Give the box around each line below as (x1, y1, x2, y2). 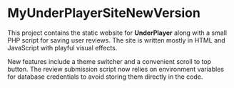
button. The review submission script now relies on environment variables (7, 65, 225, 73)
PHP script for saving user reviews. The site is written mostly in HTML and (7, 35, 226, 44)
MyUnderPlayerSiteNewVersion (7, 5, 201, 21)
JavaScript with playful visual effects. (7, 43, 118, 52)
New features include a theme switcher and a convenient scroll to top (7, 57, 212, 65)
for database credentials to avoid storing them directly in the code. (7, 72, 203, 81)
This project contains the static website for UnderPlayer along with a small (7, 28, 227, 37)
